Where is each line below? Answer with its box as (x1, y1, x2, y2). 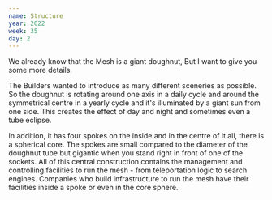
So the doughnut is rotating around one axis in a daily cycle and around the (8, 90, 260, 100)
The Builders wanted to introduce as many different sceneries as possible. (8, 81, 257, 91)
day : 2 (8, 34, 31, 43)
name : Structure (8, 11, 63, 20)
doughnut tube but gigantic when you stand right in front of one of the (8, 148, 244, 158)
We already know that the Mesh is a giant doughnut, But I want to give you (8, 57, 257, 66)
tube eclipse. (8, 115, 52, 126)
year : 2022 (8, 19, 45, 28)
